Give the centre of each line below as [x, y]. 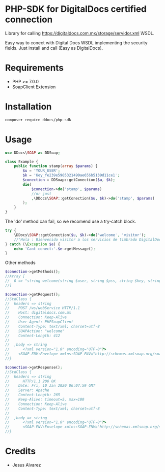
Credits [20, 451]
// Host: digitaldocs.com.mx [38, 313]
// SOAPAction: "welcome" [35, 331]
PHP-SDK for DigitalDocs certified [76, 9]
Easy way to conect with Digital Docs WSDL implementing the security [76, 42]
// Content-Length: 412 [33, 336]
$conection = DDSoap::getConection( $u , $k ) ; [69, 180]
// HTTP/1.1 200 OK [30, 381]
